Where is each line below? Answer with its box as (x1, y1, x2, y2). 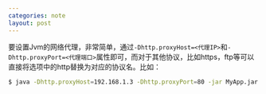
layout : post (8, 19, 52, 27)
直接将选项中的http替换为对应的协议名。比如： (8, 61, 162, 72)
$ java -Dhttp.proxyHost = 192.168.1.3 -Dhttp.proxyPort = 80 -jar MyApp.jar (8, 77, 259, 86)
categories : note (8, 11, 66, 20)
